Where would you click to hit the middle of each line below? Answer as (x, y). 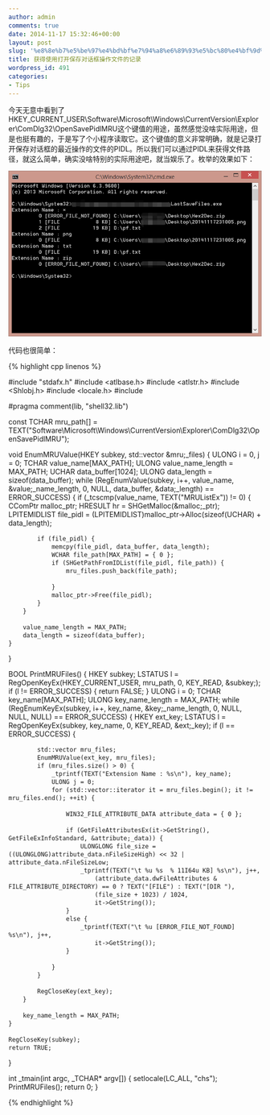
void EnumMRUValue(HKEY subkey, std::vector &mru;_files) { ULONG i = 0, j (134, 454)
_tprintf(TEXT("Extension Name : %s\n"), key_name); (141, 774)
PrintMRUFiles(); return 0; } (53, 1087)
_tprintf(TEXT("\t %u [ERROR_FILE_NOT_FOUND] (157, 927)
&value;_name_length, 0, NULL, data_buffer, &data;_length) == (111, 489)
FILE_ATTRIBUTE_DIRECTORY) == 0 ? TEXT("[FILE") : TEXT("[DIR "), (122, 887)
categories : (28, 77)
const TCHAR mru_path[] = (53, 422)
